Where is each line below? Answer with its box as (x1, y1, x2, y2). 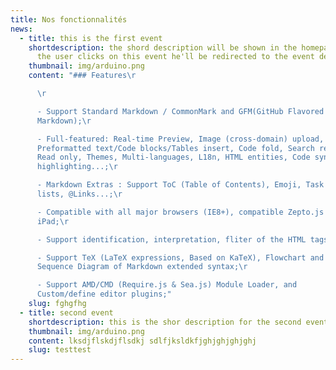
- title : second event (19, 307, 114, 318)
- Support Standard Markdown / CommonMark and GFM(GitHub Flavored (36, 106, 325, 116)
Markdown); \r (36, 116, 92, 126)
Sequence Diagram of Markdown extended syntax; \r (36, 262, 248, 272)
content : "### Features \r (28, 71, 137, 81)
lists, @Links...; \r (36, 189, 123, 199)
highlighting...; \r (36, 162, 118, 172)
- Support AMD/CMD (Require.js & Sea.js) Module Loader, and (36, 280, 298, 290)
